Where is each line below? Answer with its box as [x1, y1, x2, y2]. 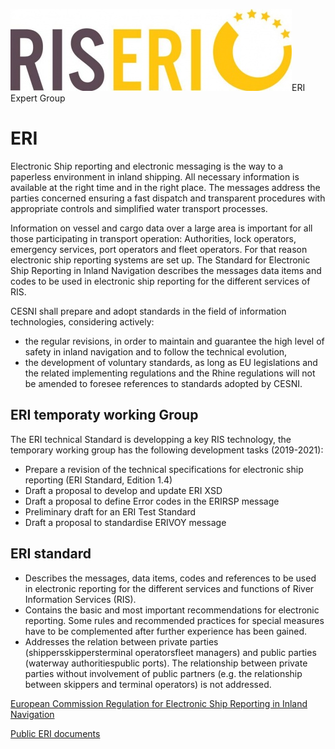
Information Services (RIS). [24, 593, 137, 605]
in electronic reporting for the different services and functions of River [24, 582, 315, 594]
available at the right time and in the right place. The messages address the [10, 181, 321, 193]
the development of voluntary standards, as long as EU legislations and [24, 356, 318, 368]
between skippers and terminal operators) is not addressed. [24, 678, 272, 690]
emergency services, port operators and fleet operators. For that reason [10, 243, 308, 255]
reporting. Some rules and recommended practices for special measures [24, 614, 325, 626]
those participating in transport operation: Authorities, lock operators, [10, 232, 297, 244]
